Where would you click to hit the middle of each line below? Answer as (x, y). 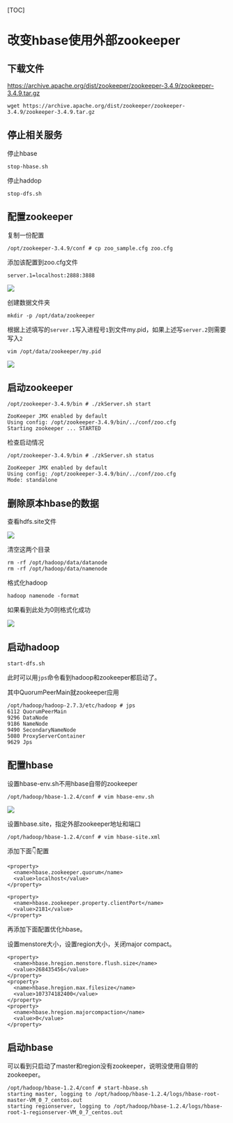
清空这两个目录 (29, 550)
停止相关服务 (35, 135)
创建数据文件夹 (29, 302)
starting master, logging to (50, 1094)
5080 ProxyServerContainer (46, 736)
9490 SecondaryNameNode (42, 730)
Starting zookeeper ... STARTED (54, 429)
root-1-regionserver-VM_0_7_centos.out (65, 1112)
